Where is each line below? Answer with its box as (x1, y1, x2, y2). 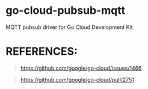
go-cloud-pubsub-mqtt (5, 4, 126, 17)
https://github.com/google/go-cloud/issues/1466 (20, 64, 142, 72)
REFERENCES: (5, 44, 78, 58)
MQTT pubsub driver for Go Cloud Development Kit (5, 23, 133, 31)
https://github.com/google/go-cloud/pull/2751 (20, 76, 135, 83)
